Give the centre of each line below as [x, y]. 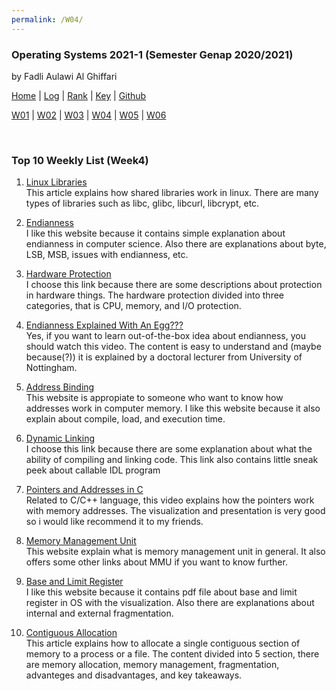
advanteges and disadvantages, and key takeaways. [134, 675]
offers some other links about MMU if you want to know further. [156, 562]
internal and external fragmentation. [99, 613]
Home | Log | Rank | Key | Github [79, 95]
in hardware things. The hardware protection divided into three [154, 295]
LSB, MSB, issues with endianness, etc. [107, 255]
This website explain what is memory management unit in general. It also [175, 552]
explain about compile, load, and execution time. [125, 419]
